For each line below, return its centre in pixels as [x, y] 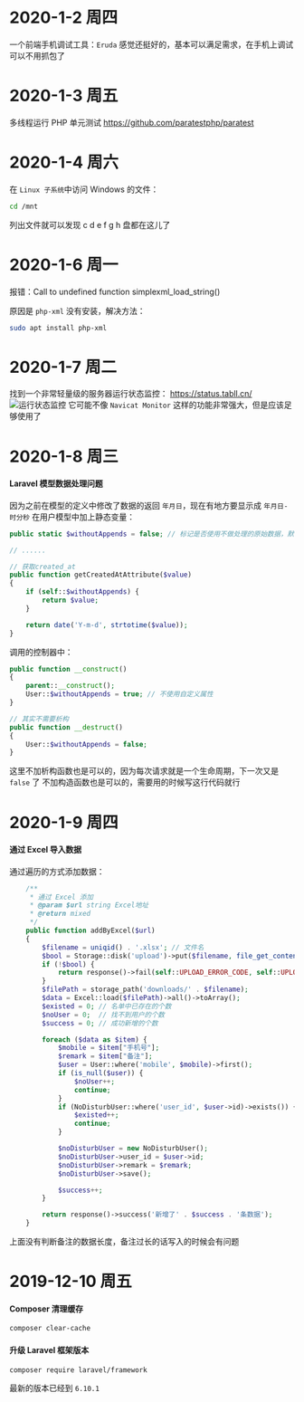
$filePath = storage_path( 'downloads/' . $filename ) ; [145, 990]
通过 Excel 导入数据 [46, 850]
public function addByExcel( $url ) [90, 931]
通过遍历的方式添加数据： [57, 871]
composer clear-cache [50, 1329]
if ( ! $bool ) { [68, 964]
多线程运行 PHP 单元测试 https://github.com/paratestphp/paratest [132, 122]
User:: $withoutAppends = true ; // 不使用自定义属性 [120, 694]
